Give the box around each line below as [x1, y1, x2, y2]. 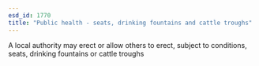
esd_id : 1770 [8, 11, 51, 20]
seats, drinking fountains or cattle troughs [8, 49, 145, 58]
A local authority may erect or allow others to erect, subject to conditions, [8, 40, 247, 49]
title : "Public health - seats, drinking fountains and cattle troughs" [8, 19, 253, 27]
